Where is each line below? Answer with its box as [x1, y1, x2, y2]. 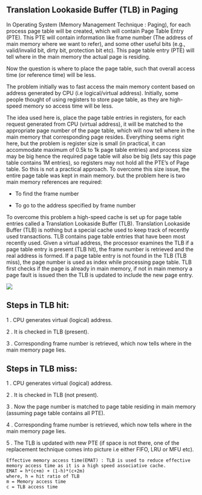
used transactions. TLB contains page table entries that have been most [6, 232, 186, 240]
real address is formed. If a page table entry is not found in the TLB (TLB [6, 252, 187, 259]
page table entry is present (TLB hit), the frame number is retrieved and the [6, 245, 194, 253]
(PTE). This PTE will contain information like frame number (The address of [6, 33, 194, 41]
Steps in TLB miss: [6, 364, 77, 374]
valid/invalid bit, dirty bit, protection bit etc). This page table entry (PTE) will [6, 47, 195, 54]
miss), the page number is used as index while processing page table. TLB [6, 258, 192, 266]
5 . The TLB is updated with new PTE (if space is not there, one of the [6, 439, 180, 447]
